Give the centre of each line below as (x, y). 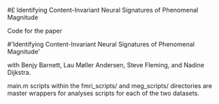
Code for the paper (35, 31)
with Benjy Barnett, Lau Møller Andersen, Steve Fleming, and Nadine (106, 65)
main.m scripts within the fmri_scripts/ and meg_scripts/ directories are (109, 86)
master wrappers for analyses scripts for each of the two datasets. (103, 93)
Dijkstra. (19, 72)
